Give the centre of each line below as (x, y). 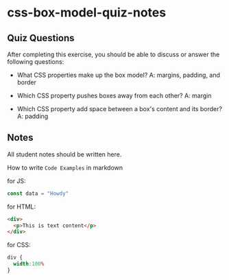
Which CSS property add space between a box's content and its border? (120, 109)
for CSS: (19, 245)
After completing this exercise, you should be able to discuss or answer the (113, 54)
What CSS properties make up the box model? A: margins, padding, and (119, 75)
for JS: (16, 180)
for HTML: (22, 207)
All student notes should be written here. (64, 154)
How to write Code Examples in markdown (65, 167)
